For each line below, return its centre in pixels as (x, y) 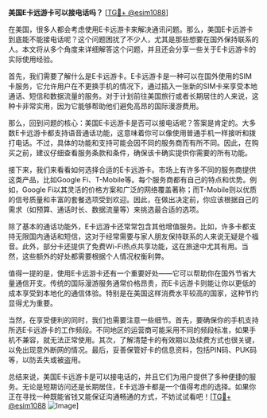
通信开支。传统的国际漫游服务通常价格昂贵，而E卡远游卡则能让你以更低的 (135, 283)
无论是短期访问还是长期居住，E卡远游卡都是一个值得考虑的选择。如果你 (139, 387)
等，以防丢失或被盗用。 (46, 360)
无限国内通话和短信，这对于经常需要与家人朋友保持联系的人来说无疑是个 (133, 236)
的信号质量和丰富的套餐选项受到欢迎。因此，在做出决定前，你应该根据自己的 (133, 199)
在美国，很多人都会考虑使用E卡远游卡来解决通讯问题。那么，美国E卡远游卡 (131, 29)
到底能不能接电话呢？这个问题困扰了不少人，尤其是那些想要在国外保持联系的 (133, 39)
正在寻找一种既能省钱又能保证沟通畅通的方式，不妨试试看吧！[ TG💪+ (120, 397)
